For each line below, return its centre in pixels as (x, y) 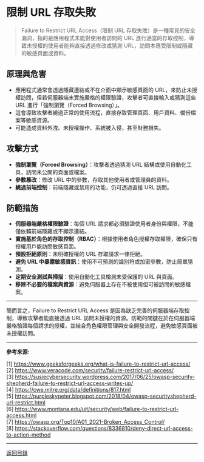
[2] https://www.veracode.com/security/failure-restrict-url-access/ (90, 370)
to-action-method (29, 435)
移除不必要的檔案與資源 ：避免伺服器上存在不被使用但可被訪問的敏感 (100, 284)
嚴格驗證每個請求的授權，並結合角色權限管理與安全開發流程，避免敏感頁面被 (102, 326)
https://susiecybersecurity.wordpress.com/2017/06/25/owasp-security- (105, 377)
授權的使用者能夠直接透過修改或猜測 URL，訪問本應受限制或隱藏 (112, 45)
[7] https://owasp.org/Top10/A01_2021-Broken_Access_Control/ (86, 422)
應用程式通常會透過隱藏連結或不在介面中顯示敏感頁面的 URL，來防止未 (104, 90)
